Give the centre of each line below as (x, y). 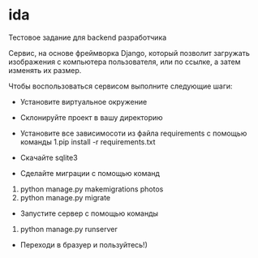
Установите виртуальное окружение (84, 101)
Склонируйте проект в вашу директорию (92, 117)
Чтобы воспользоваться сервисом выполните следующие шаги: (120, 86)
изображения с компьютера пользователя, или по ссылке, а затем (125, 62)
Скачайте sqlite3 (49, 157)
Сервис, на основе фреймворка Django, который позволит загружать (129, 53)
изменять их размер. (45, 70)
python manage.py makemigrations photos (92, 189)
